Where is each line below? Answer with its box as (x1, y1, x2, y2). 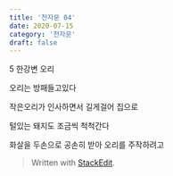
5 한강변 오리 (9, 63, 55, 74)
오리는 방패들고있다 (9, 82, 77, 94)
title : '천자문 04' (9, 13, 76, 22)
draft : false (9, 38, 58, 47)
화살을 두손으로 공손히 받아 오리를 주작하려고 (9, 139, 165, 150)
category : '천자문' (9, 29, 76, 38)
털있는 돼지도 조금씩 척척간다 (9, 121, 110, 131)
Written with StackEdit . (30, 157, 116, 168)
